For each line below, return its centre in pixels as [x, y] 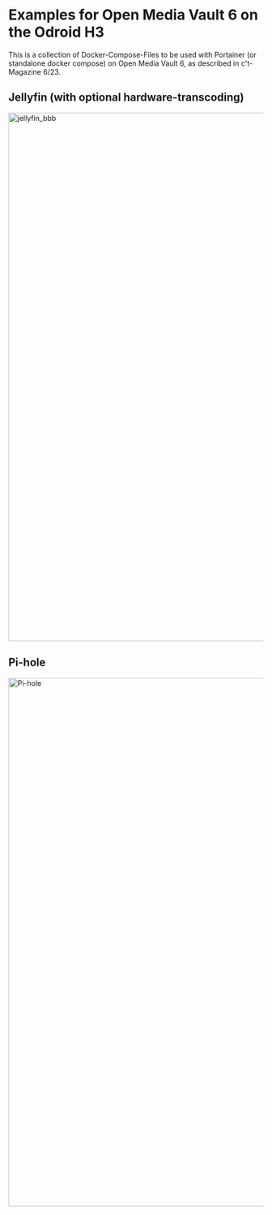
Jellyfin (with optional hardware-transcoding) [126, 98]
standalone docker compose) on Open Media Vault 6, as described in [124, 63]
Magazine [25, 71]
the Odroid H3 [57, 32]
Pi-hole [27, 663]
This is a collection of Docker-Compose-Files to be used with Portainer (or [132, 54]
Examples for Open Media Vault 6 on [134, 15]
